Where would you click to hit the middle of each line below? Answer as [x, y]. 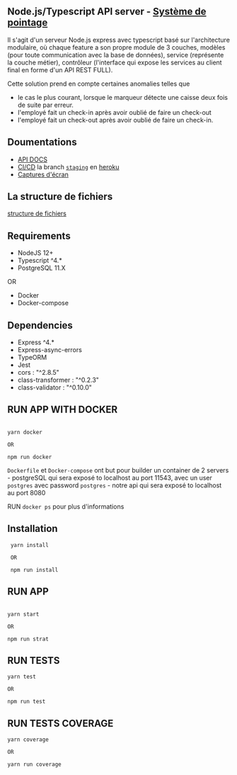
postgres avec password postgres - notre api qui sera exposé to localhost [115, 485]
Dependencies [40, 325]
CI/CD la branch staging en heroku [68, 166]
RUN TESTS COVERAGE [60, 723]
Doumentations [42, 142]
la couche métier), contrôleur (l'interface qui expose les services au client [115, 62]
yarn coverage [28, 740]
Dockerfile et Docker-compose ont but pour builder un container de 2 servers [118, 470]
